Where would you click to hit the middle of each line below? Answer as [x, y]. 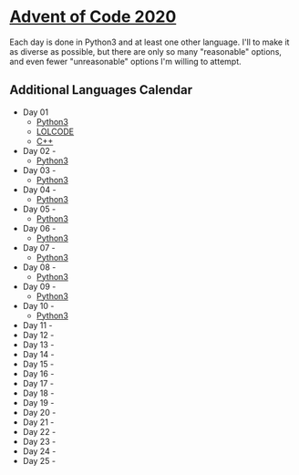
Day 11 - [37, 325]
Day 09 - [39, 286]
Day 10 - [38, 305]
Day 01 [35, 112]
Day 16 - [38, 373]
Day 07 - [39, 247]
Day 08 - [39, 267]
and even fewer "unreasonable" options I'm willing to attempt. [125, 61]
